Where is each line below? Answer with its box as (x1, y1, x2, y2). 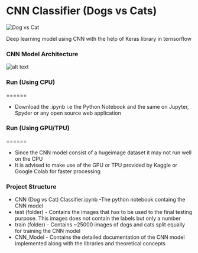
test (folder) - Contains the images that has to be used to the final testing (14, 209, 193, 216)
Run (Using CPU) (6, 78, 55, 86)
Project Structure (6, 182, 57, 190)
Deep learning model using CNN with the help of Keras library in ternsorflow (6, 35, 192, 42)
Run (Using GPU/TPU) (6, 124, 70, 132)
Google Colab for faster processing (14, 167, 101, 175)
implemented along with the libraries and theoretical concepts (14, 240, 165, 247)
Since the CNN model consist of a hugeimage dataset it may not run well (14, 149, 192, 156)
